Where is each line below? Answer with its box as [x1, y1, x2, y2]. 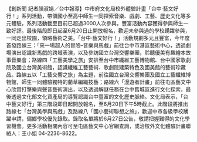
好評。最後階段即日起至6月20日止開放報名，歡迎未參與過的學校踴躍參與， [11, 27, 191, 34]
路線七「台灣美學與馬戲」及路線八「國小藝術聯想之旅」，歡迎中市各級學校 [6, 108, 184, 114]
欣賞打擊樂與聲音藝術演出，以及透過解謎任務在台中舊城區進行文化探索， [11, 86, 186, 93]
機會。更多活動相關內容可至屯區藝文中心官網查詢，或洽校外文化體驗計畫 [11, 123, 186, 129]
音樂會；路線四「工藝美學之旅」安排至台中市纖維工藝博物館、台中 [11, 56, 171, 63]
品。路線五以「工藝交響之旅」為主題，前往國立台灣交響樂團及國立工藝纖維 [6, 71, 186, 78]
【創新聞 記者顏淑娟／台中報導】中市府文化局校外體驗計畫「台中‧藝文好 [6, 5, 179, 12]
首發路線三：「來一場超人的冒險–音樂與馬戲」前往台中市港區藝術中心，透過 [6, 42, 186, 49]
